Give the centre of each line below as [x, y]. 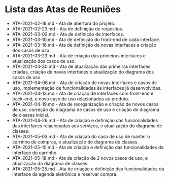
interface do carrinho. [35, 153]
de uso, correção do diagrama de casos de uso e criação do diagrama [86, 110]
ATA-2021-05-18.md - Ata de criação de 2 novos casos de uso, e [80, 158]
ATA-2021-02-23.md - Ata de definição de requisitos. [68, 28]
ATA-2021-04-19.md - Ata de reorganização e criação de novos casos [85, 104]
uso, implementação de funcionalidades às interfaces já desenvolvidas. [87, 88]
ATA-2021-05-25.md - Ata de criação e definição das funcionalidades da [88, 169]
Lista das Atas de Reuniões [63, 9]
